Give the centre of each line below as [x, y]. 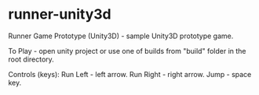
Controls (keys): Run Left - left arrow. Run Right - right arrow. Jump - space [130, 74]
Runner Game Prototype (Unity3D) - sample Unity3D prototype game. [121, 36]
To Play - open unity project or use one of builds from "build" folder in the [127, 51]
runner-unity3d [60, 14]
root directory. [31, 59]
